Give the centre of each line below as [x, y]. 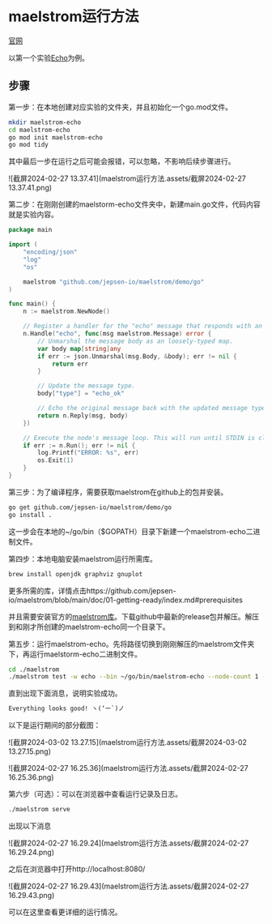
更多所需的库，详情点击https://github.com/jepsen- [92, 590]
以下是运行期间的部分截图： [55, 725]
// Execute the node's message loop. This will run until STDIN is [139, 438]
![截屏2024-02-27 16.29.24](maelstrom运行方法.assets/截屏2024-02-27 [129, 843]
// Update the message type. [87, 386]
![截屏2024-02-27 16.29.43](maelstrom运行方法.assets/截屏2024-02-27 [129, 886]
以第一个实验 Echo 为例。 [49, 58]
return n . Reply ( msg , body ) [83, 415]
